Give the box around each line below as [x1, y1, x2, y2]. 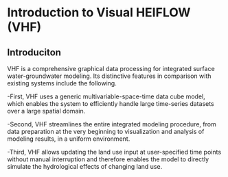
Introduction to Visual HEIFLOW [7, 5, 191, 21]
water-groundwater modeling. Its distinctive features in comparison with [7, 72, 212, 80]
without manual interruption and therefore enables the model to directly [7, 155, 209, 163]
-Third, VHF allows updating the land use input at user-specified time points [7, 148, 222, 156]
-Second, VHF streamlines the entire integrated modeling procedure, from [7, 120, 216, 128]
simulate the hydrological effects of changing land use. [7, 163, 163, 170]
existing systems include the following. [7, 79, 117, 87]
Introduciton [7, 46, 62, 58]
